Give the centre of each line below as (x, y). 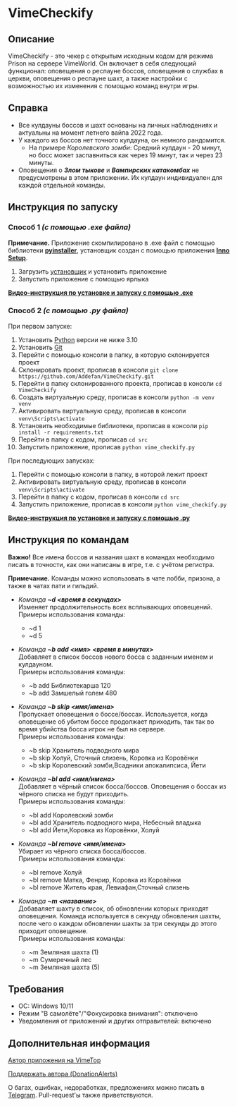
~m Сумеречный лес (60, 959)
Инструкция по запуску (63, 207)
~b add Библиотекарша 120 (70, 685)
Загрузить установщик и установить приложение (92, 271)
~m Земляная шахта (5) (64, 967)
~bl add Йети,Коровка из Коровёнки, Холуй (94, 829)
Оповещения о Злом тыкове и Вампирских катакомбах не (109, 170)
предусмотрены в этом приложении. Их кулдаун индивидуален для (120, 177)
